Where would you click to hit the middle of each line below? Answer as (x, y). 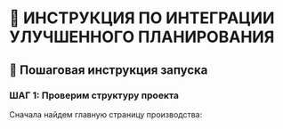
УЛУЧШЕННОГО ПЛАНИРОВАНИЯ (142, 37)
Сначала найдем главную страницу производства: (106, 114)
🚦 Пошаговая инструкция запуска (109, 70)
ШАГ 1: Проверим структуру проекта (94, 95)
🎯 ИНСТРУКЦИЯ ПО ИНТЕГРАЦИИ (142, 18)
